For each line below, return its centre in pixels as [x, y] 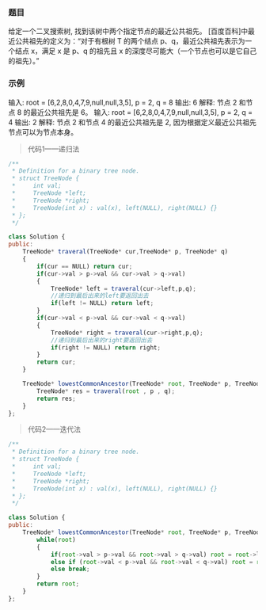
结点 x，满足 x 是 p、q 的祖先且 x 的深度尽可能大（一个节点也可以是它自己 [136, 51]
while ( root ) [57, 539]
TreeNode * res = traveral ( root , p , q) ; [106, 391]
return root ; [58, 584]
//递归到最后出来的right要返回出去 [101, 340]
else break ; [70, 569]
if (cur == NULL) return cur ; [85, 266]
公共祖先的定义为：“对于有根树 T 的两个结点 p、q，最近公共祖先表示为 [130, 41]
